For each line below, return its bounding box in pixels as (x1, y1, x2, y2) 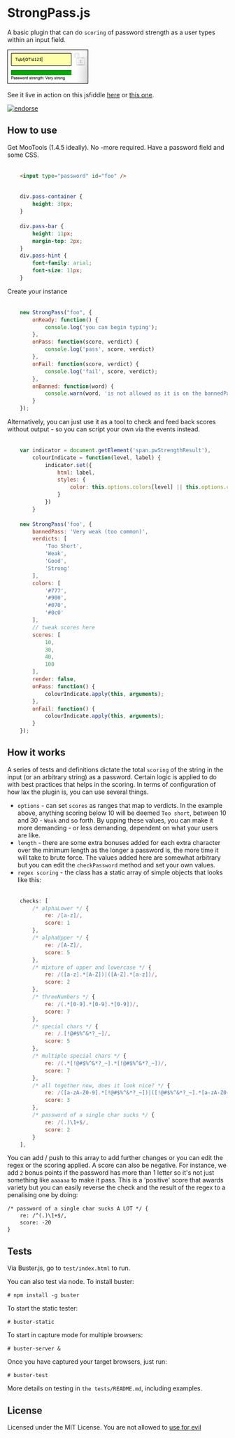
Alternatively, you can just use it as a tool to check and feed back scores (7, 418, 216, 426)
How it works (7, 747, 66, 759)
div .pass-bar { (20, 223, 64, 230)
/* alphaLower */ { (32, 905, 90, 912)
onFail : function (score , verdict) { (32, 361, 139, 368)
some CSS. (7, 151, 40, 159)
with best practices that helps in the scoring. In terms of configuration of (7, 780, 216, 788)
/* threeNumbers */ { (32, 993, 96, 1000)
